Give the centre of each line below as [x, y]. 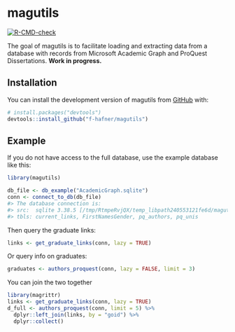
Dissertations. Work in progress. [55, 60]
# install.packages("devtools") [54, 112]
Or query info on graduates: [47, 256]
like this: [19, 165]
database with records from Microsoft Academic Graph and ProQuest [107, 53]
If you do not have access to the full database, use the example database [113, 158]
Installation [32, 83]
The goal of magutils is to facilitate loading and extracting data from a [107, 46]
